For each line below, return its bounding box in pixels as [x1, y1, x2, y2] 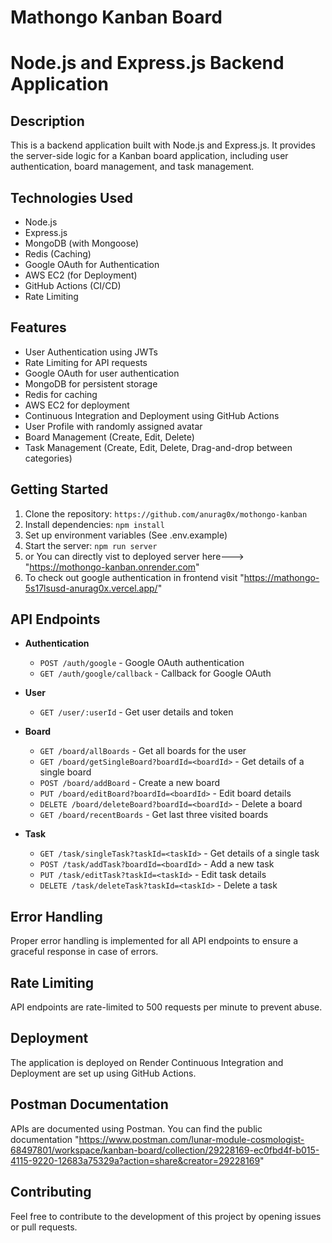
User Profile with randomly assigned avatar [24, 420, 203, 432]
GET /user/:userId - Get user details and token [39, 706, 234, 718]
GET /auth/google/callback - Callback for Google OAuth [39, 667, 272, 680]
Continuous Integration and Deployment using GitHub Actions [24, 409, 280, 421]
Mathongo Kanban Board [10, 6, 223, 29]
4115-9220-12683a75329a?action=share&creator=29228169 [10, 1154, 261, 1166]
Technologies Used [10, 189, 133, 206]
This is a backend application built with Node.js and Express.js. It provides [10, 139, 316, 151]
